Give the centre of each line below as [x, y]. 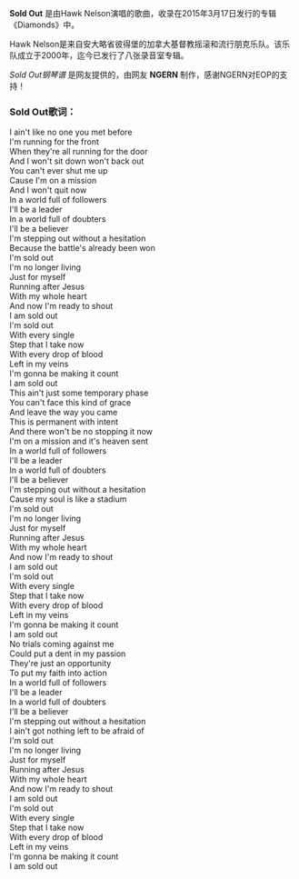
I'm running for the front [55, 142]
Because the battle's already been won [83, 248]
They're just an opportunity [60, 664]
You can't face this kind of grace [70, 403]
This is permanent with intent [64, 422]
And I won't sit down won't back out [77, 161]
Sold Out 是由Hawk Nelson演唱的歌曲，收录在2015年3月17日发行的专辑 [143, 13]
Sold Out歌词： [43, 112]
